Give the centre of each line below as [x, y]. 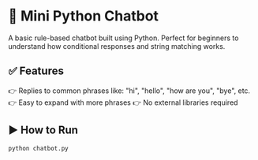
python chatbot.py [38, 148]
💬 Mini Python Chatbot [84, 16]
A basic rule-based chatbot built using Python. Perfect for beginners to [123, 38]
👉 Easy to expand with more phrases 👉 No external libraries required [123, 102]
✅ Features [36, 71]
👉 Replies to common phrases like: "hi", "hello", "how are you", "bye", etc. [129, 91]
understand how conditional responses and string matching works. [117, 46]
